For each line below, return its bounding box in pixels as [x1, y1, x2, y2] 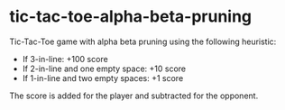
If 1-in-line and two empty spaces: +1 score [22, 72, 184, 83]
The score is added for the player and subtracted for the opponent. [9, 90, 259, 101]
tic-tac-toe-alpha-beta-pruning [9, 6, 253, 27]
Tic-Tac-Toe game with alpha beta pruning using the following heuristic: [9, 36, 277, 47]
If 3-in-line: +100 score [22, 53, 108, 64]
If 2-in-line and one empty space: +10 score [22, 63, 187, 74]
